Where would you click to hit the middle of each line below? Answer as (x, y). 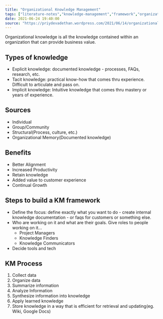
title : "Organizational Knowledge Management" (53, 9)
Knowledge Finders (39, 238)
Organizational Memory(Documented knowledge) (61, 137)
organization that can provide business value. (50, 42)
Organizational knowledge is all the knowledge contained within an (72, 37)
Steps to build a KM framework (53, 201)
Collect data (24, 275)
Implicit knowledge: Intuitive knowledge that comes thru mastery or (79, 90)
